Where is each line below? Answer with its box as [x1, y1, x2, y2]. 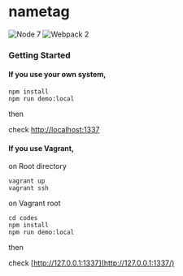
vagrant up [8, 177, 46, 185]
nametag [8, 2, 71, 21]
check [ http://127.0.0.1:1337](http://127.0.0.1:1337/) [8, 258, 175, 268]
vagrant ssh [8, 184, 49, 192]
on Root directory [8, 162, 68, 171]
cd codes [8, 214, 38, 222]
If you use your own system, [8, 70, 107, 80]
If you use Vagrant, [8, 143, 75, 153]
